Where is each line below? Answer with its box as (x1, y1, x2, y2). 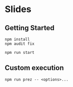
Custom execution (5, 64, 64, 72)
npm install (5, 37, 30, 42)
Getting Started (5, 24, 55, 32)
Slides (5, 4, 31, 15)
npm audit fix (5, 41, 35, 46)
